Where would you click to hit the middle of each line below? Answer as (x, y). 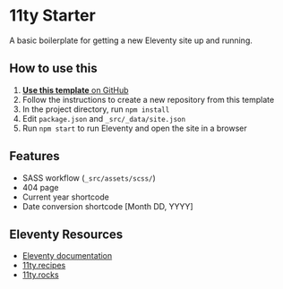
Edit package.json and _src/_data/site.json (104, 118)
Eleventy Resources (66, 234)
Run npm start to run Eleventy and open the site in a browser (135, 128)
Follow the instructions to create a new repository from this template (148, 99)
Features (34, 156)
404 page (40, 187)
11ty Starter (52, 16)
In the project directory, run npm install (96, 109)
